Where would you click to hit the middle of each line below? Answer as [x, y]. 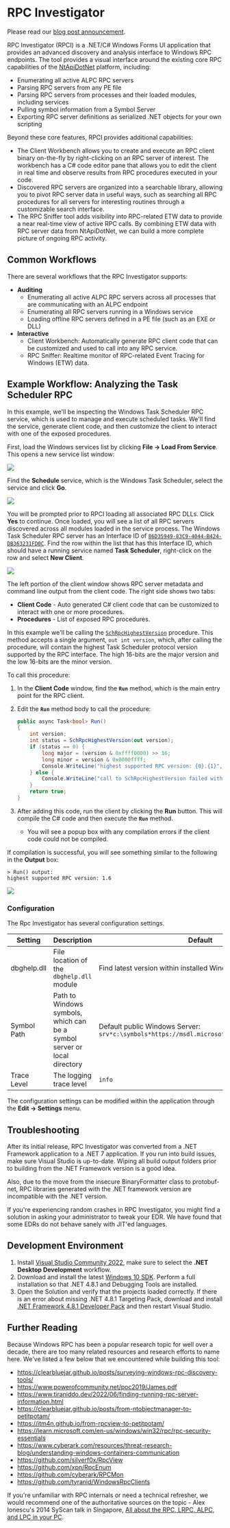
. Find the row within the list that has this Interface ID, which [128, 543]
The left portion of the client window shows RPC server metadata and [105, 584]
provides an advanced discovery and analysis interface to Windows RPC [110, 52]
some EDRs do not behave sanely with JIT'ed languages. [87, 1224]
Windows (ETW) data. [58, 363]
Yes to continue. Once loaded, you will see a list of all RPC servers [101, 521]
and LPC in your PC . [35, 1517]
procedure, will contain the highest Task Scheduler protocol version [103, 647]
